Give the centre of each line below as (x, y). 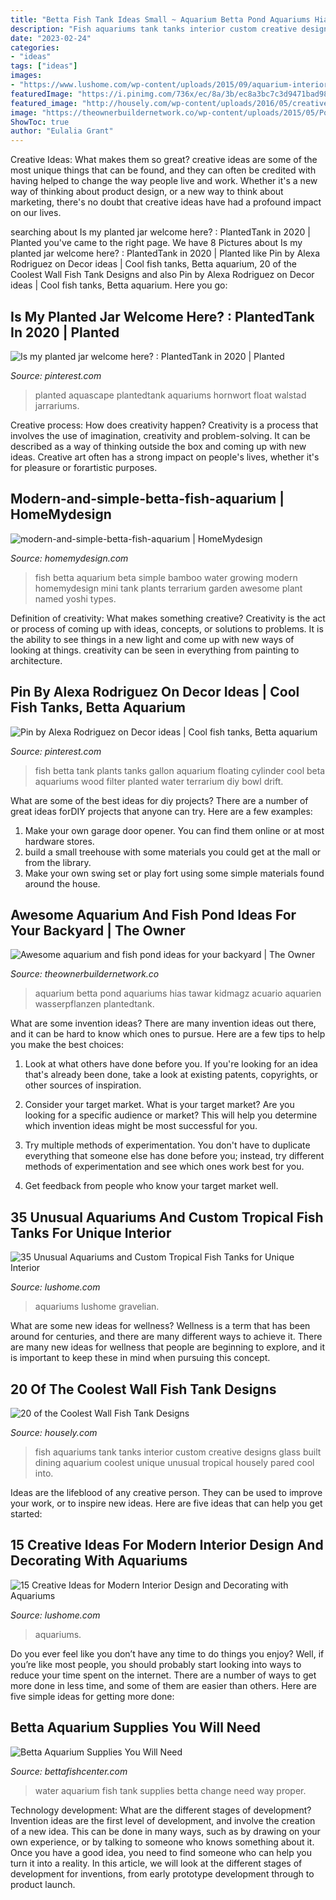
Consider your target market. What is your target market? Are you (159, 1105)
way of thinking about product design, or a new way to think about (147, 192)
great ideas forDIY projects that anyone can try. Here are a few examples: (161, 811)
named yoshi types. (75, 598)
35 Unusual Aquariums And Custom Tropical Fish (167, 1217)
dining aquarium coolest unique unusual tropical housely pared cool (174, 1462)
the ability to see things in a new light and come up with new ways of (152, 639)
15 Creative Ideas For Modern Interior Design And (167, 1545)
